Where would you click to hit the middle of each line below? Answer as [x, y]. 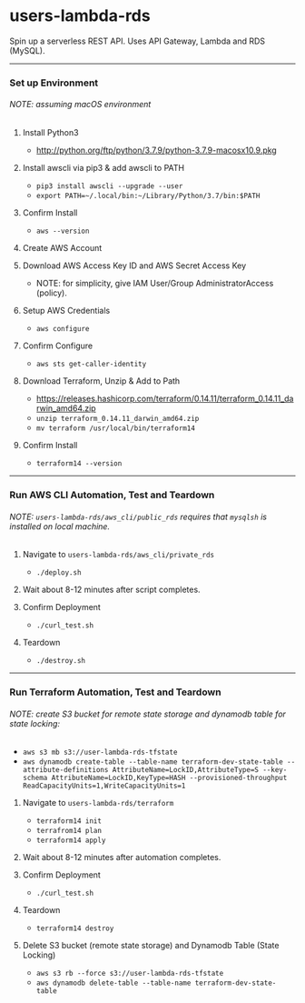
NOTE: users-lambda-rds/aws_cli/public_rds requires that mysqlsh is [138, 517]
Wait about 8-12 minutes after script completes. [112, 590]
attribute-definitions [65, 770]
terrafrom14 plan [69, 831]
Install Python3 [50, 133]
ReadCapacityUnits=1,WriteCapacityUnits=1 [104, 786]
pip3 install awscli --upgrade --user [109, 186]
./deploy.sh [59, 573]
